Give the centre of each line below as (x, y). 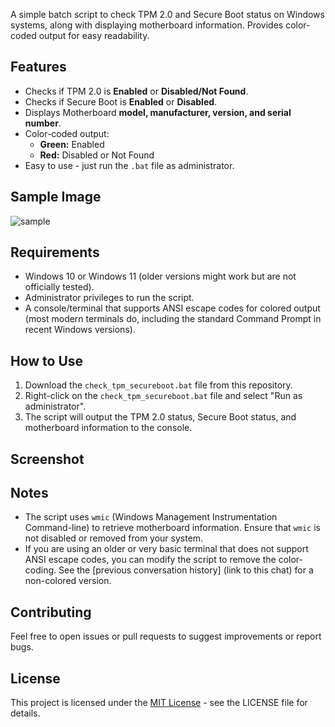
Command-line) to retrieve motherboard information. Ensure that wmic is (172, 528)
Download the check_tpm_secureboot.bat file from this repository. (158, 385)
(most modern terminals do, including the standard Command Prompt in (173, 319)
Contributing (51, 612)
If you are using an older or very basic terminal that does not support (166, 549)
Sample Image (56, 197)
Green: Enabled (72, 144)
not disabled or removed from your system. (114, 538)
